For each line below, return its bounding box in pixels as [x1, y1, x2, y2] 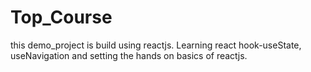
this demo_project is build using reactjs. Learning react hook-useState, [10, 39, 302, 51]
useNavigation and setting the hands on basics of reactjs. [10, 49, 248, 61]
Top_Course [10, 6, 113, 29]
